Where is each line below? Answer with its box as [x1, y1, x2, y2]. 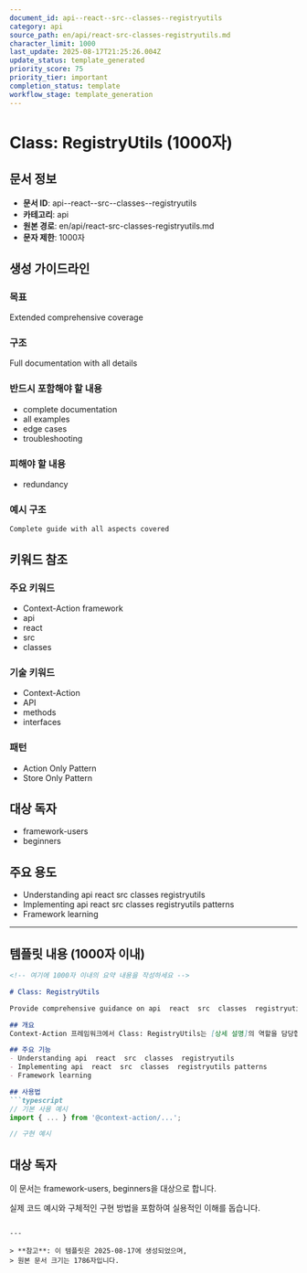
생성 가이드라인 [9, 261, 90, 276]
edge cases [22, 423, 68, 434]
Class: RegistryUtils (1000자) [9, 132, 233, 153]
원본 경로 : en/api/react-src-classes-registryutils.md [22, 220, 215, 231]
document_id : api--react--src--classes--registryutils [9, 13, 223, 23]
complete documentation [22, 403, 118, 414]
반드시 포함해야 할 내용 [9, 382, 103, 395]
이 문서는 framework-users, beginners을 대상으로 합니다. [9, 1183, 217, 1194]
